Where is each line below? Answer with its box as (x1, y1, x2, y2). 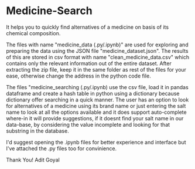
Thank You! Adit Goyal (6, 156, 60, 163)
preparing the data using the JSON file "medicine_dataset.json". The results (6, 47, 189, 54)
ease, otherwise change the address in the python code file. (6, 72, 151, 79)
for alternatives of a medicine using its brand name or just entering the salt (6, 102, 186, 109)
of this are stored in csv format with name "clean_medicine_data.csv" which (6, 53, 189, 60)
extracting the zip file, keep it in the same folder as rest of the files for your (6, 66, 186, 73)
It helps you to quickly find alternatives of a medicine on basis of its (6, 23, 169, 31)
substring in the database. (6, 127, 69, 134)
